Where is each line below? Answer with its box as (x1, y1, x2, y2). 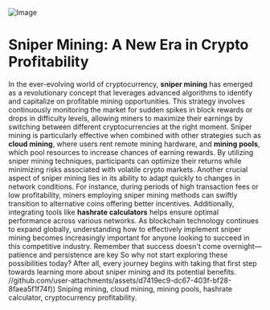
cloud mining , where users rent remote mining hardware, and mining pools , (8, 139, 260, 149)
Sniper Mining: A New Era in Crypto (8, 36, 249, 54)
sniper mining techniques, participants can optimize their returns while (8, 156, 242, 165)
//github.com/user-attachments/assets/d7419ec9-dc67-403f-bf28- (8, 275, 231, 285)
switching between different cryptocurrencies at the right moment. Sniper (8, 121, 252, 132)
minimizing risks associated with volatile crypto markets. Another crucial (8, 165, 248, 174)
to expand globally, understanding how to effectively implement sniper (8, 224, 242, 234)
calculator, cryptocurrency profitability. (8, 292, 137, 302)
